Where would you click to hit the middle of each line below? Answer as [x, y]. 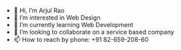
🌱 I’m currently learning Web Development [73, 25]
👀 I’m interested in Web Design [57, 18]
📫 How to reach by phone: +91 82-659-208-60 [81, 40]
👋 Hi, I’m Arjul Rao [39, 10]
